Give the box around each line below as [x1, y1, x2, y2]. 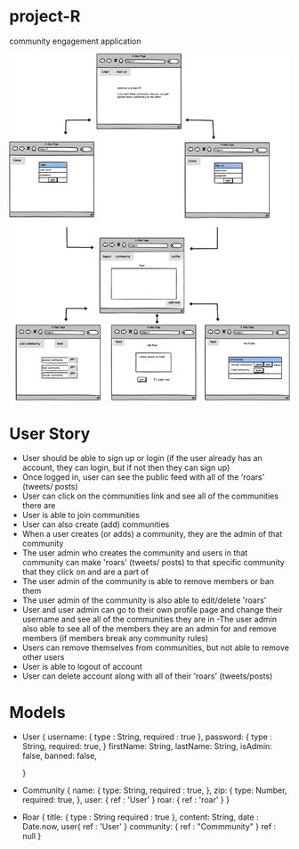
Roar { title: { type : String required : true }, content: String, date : [21, 812, 260, 822]
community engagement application [9, 36, 141, 46]
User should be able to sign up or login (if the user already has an [21, 453, 263, 464]
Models [9, 702, 66, 722]
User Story [9, 424, 91, 443]
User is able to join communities [21, 510, 141, 521]
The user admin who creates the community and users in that [21, 548, 248, 558]
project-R [9, 6, 81, 27]
